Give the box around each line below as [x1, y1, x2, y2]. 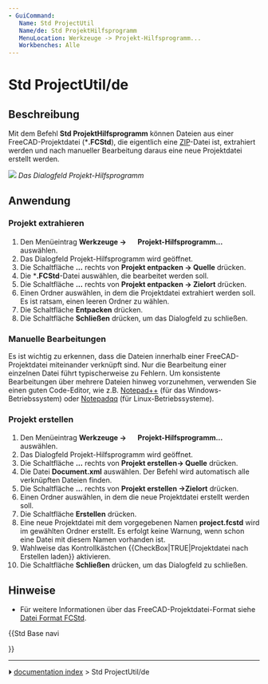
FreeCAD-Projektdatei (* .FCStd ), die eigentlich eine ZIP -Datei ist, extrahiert [8, 137, 256, 147]
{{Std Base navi [8, 629, 60, 638]
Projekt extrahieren [8, 217, 85, 229]
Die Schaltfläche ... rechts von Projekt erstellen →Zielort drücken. [19, 484, 239, 494]
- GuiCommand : [8, 11, 56, 20]
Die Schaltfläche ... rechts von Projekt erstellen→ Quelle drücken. [19, 459, 238, 468]
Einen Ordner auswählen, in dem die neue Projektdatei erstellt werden [19, 492, 250, 502]
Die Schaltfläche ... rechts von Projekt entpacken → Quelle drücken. [19, 262, 246, 272]
